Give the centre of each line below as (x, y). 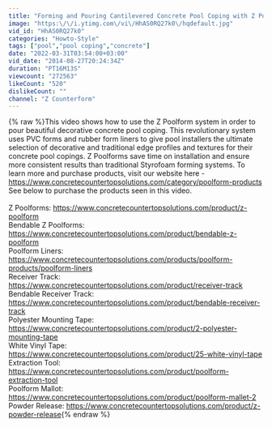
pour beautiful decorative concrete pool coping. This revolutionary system (132, 130)
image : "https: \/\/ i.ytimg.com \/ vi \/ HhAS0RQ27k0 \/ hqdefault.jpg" (121, 23)
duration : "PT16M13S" (45, 69)
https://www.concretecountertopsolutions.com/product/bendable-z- (123, 234)
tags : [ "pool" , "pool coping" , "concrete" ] (79, 46)
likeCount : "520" (38, 83)
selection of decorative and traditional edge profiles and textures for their (131, 147)
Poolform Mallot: (36, 389)
